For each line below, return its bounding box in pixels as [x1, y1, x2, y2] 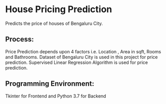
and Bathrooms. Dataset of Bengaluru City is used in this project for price [5, 54, 158, 60]
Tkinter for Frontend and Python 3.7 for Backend [5, 93, 106, 99]
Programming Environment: [5, 80, 95, 88]
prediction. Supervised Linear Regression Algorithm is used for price [5, 59, 148, 65]
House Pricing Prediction [5, 4, 112, 15]
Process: [5, 35, 34, 44]
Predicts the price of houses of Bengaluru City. [5, 20, 103, 26]
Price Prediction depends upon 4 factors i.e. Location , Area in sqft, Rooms [5, 48, 161, 54]
